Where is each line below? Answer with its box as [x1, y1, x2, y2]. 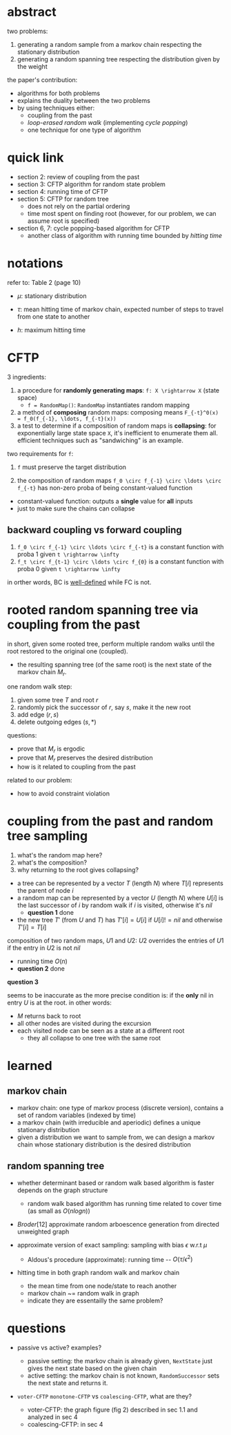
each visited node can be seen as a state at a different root [17, 1026, 185, 1035]
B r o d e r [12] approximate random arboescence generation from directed [17, 1220, 219, 1228]
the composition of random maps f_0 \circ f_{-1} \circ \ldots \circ [17, 476, 222, 484]
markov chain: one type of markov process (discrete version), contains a [17, 1103, 224, 1111]
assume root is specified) [27, 217, 100, 225]
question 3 [7, 978, 39, 986]
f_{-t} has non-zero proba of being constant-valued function [17, 484, 193, 492]
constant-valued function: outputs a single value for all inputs [17, 497, 193, 505]
